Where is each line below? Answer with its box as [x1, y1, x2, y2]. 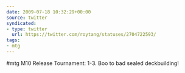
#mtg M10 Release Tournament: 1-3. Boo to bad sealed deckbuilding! [6, 59, 180, 67]
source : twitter [6, 15, 47, 21]
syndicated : [6, 20, 37, 26]
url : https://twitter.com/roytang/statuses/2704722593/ [12, 32, 156, 38]
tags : [6, 37, 20, 43]
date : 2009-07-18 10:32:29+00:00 [6, 9, 91, 15]
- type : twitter [6, 26, 47, 32]
